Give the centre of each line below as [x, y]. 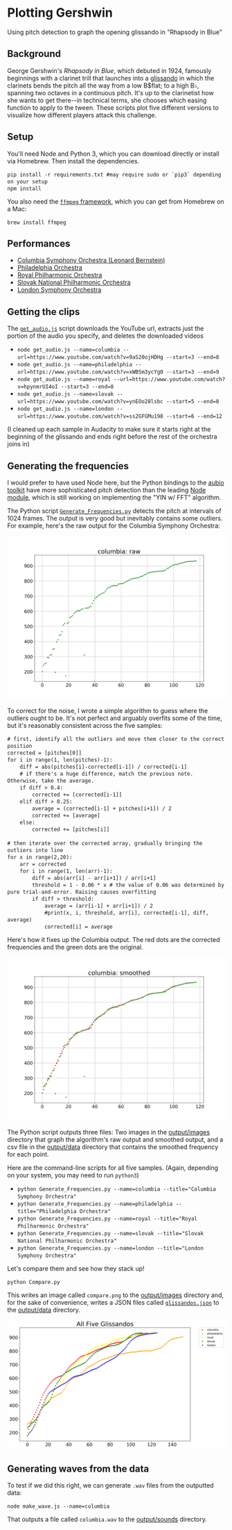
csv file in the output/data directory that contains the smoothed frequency [113, 1147]
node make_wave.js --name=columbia [59, 1506]
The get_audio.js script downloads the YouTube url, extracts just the [106, 329]
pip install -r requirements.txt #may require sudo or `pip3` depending [114, 174]
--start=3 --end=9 [193, 372]
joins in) [18, 444]
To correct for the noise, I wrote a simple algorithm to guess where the [108, 711]
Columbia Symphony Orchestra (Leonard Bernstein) [91, 260]
